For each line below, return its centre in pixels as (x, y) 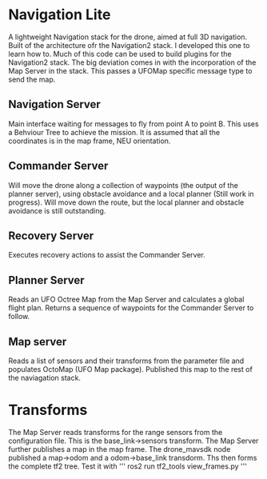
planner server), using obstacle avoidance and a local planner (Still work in (131, 194)
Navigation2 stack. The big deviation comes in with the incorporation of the (132, 62)
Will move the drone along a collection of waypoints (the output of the (123, 185)
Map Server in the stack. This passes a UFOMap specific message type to (130, 70)
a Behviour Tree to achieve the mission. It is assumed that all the (114, 132)
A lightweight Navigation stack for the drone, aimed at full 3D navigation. (128, 37)
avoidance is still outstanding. (57, 210)
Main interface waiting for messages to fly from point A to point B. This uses (133, 124)
